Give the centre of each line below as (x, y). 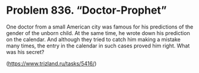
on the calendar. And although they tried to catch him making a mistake (94, 39)
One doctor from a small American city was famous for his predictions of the (100, 27)
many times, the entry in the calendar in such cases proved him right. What (98, 46)
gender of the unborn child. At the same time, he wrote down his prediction (98, 33)
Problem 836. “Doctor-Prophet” (86, 10)
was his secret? (25, 52)
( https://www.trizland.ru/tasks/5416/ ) (51, 64)
